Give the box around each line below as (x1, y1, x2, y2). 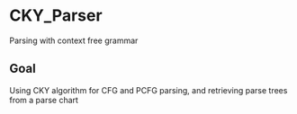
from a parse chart (9, 94, 79, 105)
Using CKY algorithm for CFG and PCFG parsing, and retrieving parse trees (9, 84, 288, 95)
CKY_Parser (9, 5, 103, 26)
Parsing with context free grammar (9, 35, 139, 46)
